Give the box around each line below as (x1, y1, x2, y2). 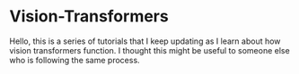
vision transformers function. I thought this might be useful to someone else (9, 45, 290, 55)
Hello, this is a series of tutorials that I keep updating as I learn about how (9, 36, 281, 46)
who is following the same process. (9, 54, 141, 65)
